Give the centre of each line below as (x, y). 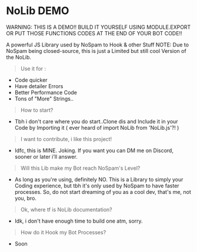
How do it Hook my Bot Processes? (63, 232)
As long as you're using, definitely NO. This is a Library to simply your (99, 179)
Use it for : (33, 68)
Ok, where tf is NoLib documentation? (66, 209)
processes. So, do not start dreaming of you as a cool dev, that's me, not (103, 191)
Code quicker (31, 80)
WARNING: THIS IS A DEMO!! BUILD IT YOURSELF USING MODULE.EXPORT (98, 27)
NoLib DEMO (38, 11)
